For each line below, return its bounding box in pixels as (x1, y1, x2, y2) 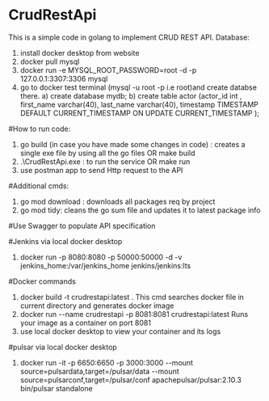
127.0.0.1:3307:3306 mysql (19, 74, 108, 83)
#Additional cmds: (8, 180, 69, 191)
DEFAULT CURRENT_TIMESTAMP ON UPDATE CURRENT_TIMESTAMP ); (19, 108, 260, 118)
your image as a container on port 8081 (19, 318, 152, 327)
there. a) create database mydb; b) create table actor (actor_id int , (19, 91, 242, 100)
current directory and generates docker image (19, 301, 174, 310)
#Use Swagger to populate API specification (8, 221, 156, 230)
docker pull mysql (19, 57, 80, 66)
